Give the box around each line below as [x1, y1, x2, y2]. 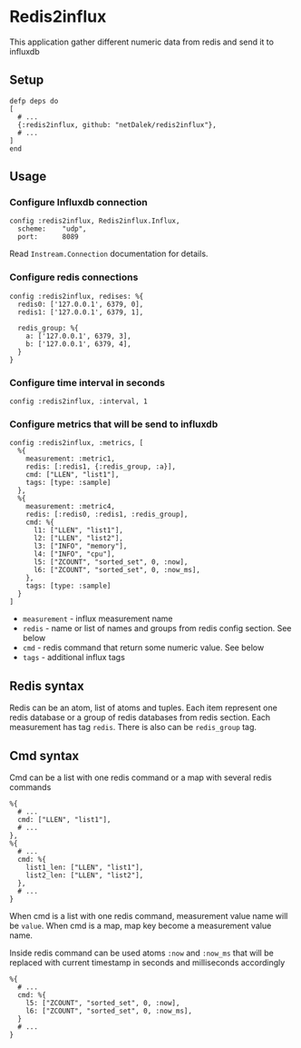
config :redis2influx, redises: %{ [9, 292, 144, 301]
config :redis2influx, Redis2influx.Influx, [9, 216, 180, 226]
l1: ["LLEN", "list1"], [33, 526, 124, 535]
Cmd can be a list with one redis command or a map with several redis [9, 772, 272, 783]
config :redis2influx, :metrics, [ [9, 439, 144, 448]
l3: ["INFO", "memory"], [33, 542, 128, 551]
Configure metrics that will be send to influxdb [9, 418, 218, 430]
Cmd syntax [9, 747, 80, 764]
